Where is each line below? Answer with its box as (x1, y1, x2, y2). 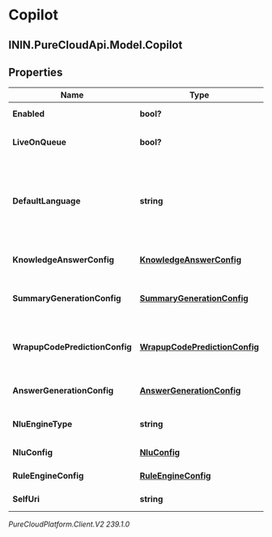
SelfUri (12, 493, 40, 505)
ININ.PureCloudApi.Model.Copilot (8, 38, 183, 52)
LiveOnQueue (12, 136, 66, 148)
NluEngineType (12, 419, 73, 430)
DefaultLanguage (12, 195, 81, 207)
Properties (8, 65, 63, 79)
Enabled (12, 108, 45, 119)
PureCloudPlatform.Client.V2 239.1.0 (8, 519, 130, 529)
